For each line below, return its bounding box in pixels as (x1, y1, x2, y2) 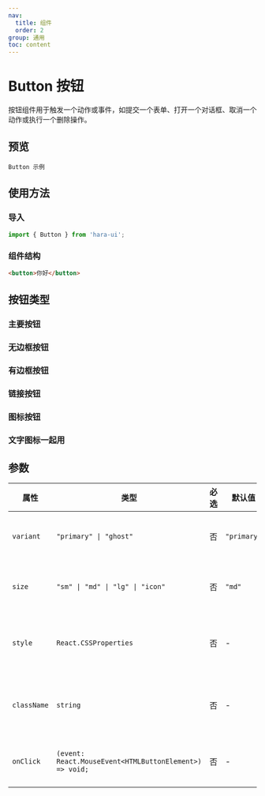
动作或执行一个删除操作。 (8, 115, 91, 125)
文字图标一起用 (8, 434, 65, 445)
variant (12, 532, 41, 541)
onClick (12, 757, 41, 766)
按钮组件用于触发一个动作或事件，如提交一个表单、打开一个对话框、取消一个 (8, 105, 257, 115)
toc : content (8, 41, 51, 49)
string (56, 700, 81, 710)
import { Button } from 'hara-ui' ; (8, 231, 125, 238)
